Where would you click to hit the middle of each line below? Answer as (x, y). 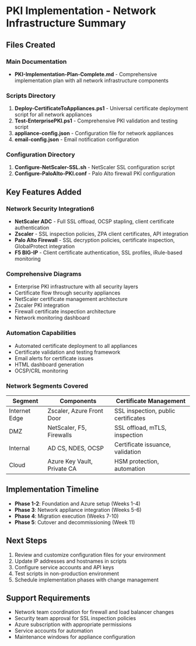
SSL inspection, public (145, 411)
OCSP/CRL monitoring (41, 371)
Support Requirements (48, 598)
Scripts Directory (31, 95)
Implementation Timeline (52, 489)
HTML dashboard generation (49, 364)
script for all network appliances (53, 115)
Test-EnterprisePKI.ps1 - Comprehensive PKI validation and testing (96, 121)
